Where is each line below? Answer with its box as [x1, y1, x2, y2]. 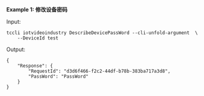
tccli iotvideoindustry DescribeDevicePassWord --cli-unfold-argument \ [6, 30, 199, 36]
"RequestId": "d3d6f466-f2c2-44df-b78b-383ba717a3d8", [28, 68, 171, 74]
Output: [6, 46, 26, 53]
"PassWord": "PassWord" [28, 74, 89, 80]
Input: [6, 18, 21, 25]
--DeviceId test [17, 35, 59, 41]
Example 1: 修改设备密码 [6, 6, 68, 13]
